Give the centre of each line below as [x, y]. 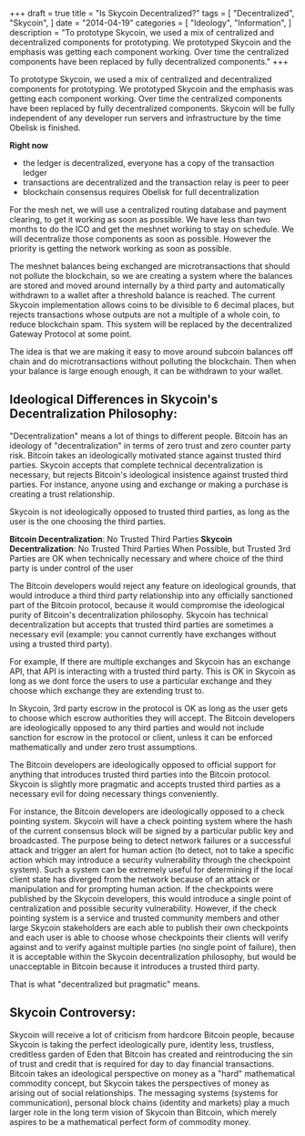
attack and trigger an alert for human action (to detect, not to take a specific [152, 850]
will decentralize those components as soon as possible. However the [140, 239]
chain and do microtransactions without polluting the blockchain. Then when [153, 361]
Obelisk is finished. [45, 128]
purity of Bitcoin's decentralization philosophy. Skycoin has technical [139, 614]
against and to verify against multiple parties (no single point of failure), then [153, 946]
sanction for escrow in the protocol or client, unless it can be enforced [141, 737]
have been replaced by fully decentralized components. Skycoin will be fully [152, 108]
